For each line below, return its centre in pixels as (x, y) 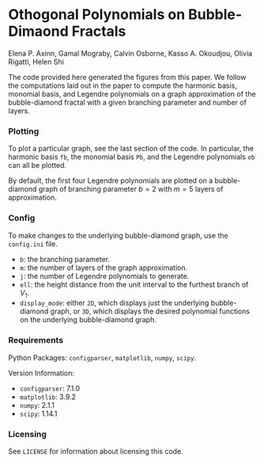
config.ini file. (33, 244)
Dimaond (38, 31)
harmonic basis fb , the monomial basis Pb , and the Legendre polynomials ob (132, 157)
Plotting (24, 131)
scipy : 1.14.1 (38, 413)
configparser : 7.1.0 (50, 388)
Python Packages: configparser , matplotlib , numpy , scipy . (102, 357)
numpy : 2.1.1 (37, 405)
